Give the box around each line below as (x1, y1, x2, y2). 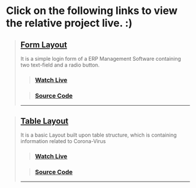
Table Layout (20, 116, 69, 126)
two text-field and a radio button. (20, 61, 100, 68)
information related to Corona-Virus (20, 138, 106, 145)
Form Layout (20, 40, 67, 50)
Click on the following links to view (6, 4, 178, 18)
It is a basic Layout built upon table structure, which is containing (20, 131, 177, 138)
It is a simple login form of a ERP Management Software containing (20, 55, 181, 62)
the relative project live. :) (6, 16, 133, 30)
